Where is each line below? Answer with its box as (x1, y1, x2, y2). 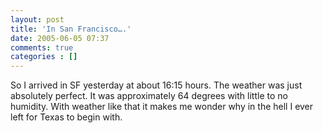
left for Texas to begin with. (10, 111, 123, 123)
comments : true (10, 42, 74, 53)
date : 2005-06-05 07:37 (10, 33, 110, 43)
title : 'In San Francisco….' (10, 24, 132, 34)
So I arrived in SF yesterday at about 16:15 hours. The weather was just (10, 79, 303, 91)
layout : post (10, 14, 65, 25)
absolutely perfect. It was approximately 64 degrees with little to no (10, 90, 288, 102)
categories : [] (10, 52, 78, 62)
